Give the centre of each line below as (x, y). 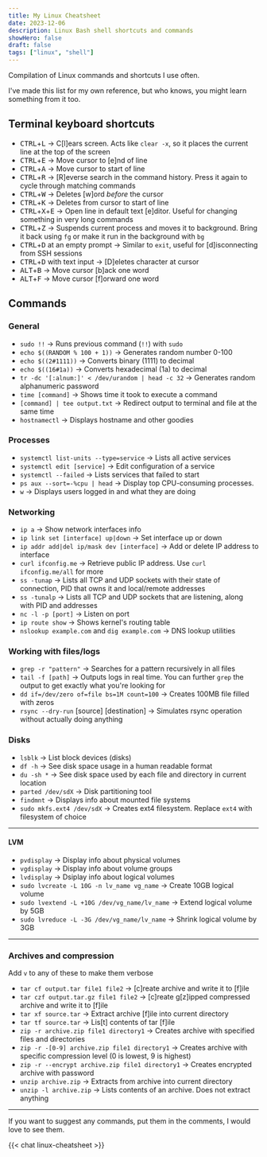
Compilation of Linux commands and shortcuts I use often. (104, 75)
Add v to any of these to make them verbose (81, 973)
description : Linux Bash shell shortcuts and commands (101, 30)
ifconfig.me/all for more (62, 572)
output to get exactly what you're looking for (92, 686)
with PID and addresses (58, 606)
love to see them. (37, 1130)
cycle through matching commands (78, 185)
